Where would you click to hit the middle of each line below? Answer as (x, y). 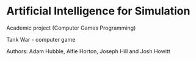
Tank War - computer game (41, 39)
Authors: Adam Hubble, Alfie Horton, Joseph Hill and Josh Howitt (88, 51)
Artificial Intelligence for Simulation (98, 11)
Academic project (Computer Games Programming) (71, 28)
